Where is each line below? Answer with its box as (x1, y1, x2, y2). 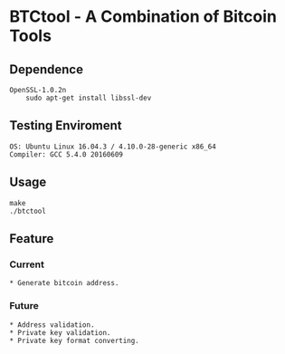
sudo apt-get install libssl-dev (25, 93, 152, 102)
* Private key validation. (9, 328, 111, 337)
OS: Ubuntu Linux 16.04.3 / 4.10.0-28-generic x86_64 (9, 142, 217, 151)
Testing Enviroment (9, 118, 122, 133)
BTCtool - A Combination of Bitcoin (9, 6, 278, 27)
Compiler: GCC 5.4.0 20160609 (9, 149, 124, 159)
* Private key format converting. (9, 336, 140, 345)
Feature (9, 231, 54, 246)
